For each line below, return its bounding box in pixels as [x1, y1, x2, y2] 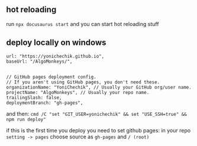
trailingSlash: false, [6, 95, 62, 100]
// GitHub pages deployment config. [6, 74, 96, 80]
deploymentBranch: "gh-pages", [6, 100, 83, 106]
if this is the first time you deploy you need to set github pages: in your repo [6, 126, 191, 134]
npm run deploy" [6, 116, 46, 122]
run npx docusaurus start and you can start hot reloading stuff [6, 20, 159, 27]
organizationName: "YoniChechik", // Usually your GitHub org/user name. [6, 84, 192, 90]
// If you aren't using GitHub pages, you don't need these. [6, 79, 160, 85]
